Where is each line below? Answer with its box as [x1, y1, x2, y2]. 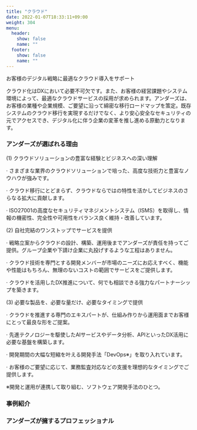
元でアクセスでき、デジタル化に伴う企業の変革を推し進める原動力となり [6, 116, 181, 124]
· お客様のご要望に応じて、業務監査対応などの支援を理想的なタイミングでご [6, 363, 189, 371]
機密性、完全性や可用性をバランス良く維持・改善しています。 [16, 214, 165, 221]
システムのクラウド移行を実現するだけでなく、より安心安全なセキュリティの [6, 109, 191, 116]
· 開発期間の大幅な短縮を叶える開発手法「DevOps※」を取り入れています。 [6, 351, 186, 358]
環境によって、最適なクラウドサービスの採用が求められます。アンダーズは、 [6, 95, 190, 102]
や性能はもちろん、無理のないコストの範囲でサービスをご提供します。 [6, 266, 176, 274]
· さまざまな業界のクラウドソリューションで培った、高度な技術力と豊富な [6, 167, 184, 174]
